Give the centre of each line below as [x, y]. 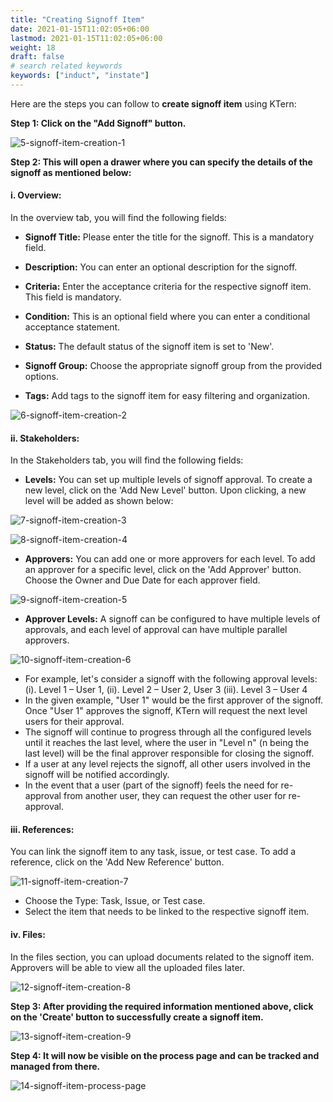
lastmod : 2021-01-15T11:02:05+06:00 [86, 38]
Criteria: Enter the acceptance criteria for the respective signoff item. [168, 287]
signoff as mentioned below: [71, 172]
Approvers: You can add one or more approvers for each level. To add [170, 559]
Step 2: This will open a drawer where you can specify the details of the [161, 162]
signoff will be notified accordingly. [97, 775]
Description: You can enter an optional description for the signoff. [161, 267]
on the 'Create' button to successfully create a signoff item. [137, 1017]
